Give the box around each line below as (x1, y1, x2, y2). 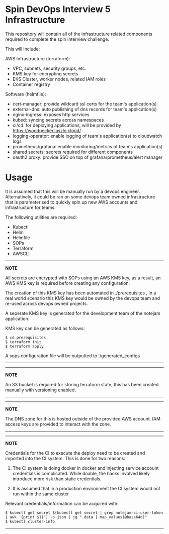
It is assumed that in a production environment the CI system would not (12, 485, 160, 491)
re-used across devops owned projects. (5, 300, 88, 306)
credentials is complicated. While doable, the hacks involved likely (12, 470, 150, 476)
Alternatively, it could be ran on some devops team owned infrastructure (5, 193, 155, 199)
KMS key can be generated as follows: (5, 325, 85, 331)
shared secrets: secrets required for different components (12, 149, 133, 155)
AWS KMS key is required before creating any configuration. (5, 280, 130, 286)
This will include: (5, 46, 40, 52)
